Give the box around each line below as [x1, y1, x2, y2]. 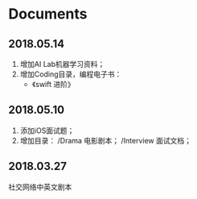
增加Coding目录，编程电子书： [19, 69, 122, 79]
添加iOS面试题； [19, 126, 75, 135]
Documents [8, 5, 88, 23]
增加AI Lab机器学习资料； [19, 60, 105, 68]
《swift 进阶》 [31, 80, 75, 89]
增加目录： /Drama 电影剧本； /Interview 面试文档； [19, 135, 191, 145]
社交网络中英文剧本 [8, 182, 72, 192]
